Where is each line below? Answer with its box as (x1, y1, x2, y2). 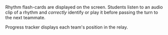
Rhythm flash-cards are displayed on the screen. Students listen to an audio (5, 4, 163, 10)
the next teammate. (5, 15, 46, 20)
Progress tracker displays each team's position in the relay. (5, 24, 128, 30)
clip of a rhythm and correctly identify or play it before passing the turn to (5, 9, 158, 15)
